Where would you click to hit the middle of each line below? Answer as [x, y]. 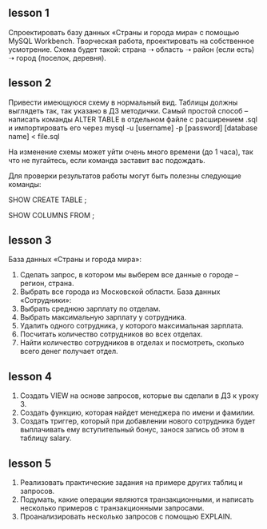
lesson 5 [30, 463]
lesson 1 [29, 13]
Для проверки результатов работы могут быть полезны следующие [125, 176]
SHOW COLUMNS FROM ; [52, 215]
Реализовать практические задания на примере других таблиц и [132, 483]
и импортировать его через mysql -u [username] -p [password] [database [133, 128]
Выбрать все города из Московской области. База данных [120, 292]
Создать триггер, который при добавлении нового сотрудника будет [137, 421]
